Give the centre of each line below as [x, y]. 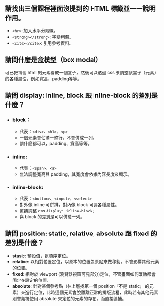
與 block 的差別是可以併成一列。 [52, 216]
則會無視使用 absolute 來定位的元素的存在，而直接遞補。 [69, 298]
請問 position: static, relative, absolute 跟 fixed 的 [81, 234]
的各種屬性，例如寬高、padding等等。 [43, 79]
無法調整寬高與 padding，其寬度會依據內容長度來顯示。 [76, 174]
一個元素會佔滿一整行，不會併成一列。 [58, 138]
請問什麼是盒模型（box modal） [54, 60]
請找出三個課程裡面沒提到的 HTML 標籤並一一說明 [80, 9]
